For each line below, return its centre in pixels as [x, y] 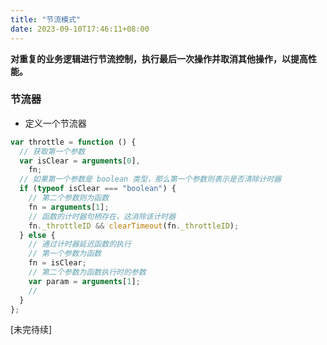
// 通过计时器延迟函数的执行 [80, 244]
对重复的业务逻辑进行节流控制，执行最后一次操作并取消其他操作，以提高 [159, 58]
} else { [37, 235]
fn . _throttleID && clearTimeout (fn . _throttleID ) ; [134, 226]
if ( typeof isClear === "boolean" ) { [98, 189]
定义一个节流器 [55, 123]
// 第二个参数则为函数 [69, 198]
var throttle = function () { [73, 142]
